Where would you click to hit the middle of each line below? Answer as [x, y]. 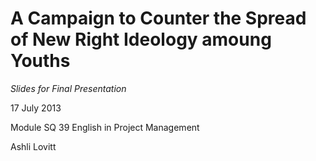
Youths [40, 61]
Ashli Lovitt [33, 146]
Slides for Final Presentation [68, 88]
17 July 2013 [36, 108]
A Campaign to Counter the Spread [158, 18]
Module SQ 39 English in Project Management [105, 127]
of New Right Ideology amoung [141, 39]
